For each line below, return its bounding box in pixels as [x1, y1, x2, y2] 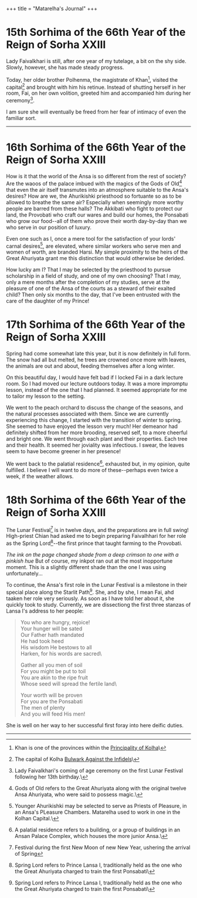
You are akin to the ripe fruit [20, 674, 88, 681]
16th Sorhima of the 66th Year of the [6, 141, 186, 154]
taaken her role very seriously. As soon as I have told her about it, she [6, 594, 175, 602]
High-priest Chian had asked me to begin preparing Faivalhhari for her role [6, 533, 186, 540]
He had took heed [20, 637, 64, 644]
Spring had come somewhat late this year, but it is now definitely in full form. [6, 350, 191, 357]
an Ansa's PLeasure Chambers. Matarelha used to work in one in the [14, 809, 181, 816]
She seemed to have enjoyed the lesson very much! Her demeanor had [6, 423, 178, 430]
